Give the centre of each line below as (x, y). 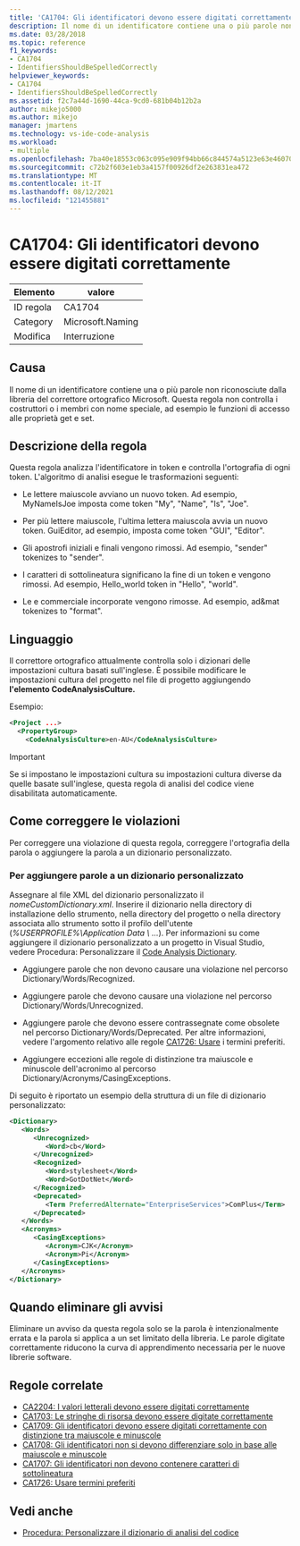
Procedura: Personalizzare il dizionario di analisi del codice (130, 1532)
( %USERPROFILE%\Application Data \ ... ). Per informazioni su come (135, 933)
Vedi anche (42, 1511)
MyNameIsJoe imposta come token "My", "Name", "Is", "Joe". (135, 504)
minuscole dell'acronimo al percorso (89, 1069)
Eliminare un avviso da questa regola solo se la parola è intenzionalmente (144, 1329)
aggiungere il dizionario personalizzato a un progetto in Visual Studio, (137, 942)
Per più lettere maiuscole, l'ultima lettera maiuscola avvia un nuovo (145, 521)
